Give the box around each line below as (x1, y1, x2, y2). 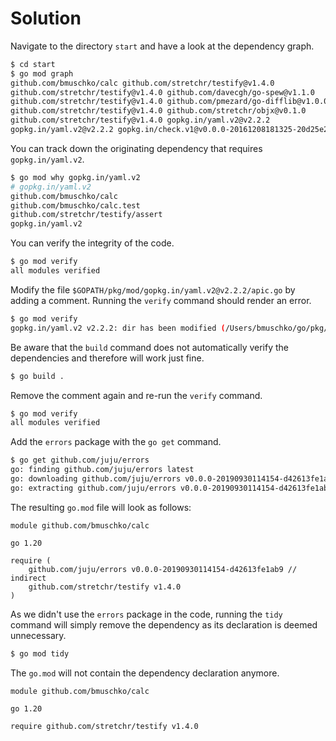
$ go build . (10, 371, 65, 381)
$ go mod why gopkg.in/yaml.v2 (10, 172, 141, 182)
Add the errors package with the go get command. (10, 436, 222, 448)
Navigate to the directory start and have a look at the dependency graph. (10, 40, 315, 52)
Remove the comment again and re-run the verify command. (10, 389, 263, 401)
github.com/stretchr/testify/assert (10, 210, 163, 220)
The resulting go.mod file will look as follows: (10, 501, 192, 513)
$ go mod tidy (10, 648, 70, 659)
